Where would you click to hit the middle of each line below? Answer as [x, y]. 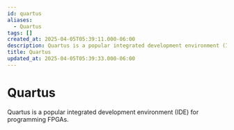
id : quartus [24, 13]
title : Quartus [29, 53]
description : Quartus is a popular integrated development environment [113, 46]
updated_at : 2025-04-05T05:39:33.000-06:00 [71, 59]
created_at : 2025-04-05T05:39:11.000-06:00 [71, 39]
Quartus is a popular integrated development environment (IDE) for [103, 112]
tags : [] [20, 33]
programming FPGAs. [38, 119]
